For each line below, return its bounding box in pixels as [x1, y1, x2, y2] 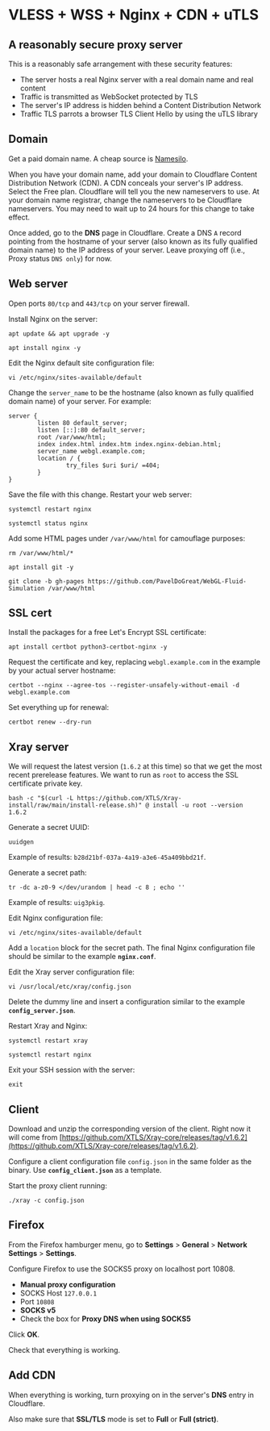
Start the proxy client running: [8, 1181, 107, 1191]
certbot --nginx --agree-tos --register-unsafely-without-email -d [8, 682, 240, 690]
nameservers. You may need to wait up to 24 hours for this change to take [8, 203, 255, 213]
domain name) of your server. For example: [8, 396, 152, 406]
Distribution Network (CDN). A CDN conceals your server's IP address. [8, 177, 243, 187]
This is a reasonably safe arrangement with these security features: [8, 59, 233, 69]
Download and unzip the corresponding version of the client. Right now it [8, 1124, 251, 1134]
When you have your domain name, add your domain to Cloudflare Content [8, 169, 258, 179]
